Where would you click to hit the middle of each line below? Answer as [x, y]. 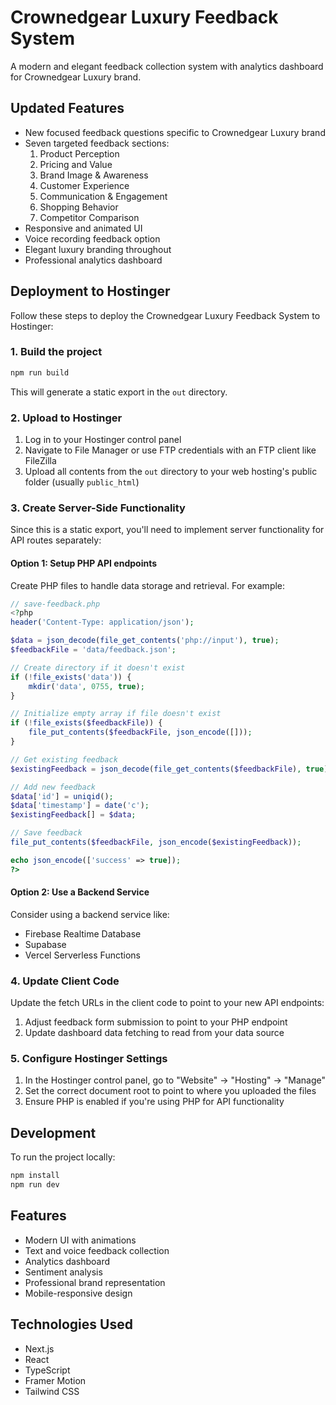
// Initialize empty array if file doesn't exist [116, 714]
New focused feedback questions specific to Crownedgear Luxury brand [175, 132]
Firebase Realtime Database [83, 933]
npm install [35, 1176]
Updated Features [67, 108]
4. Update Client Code [65, 981]
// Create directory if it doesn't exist [98, 667]
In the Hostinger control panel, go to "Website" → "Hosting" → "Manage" [175, 1080]
